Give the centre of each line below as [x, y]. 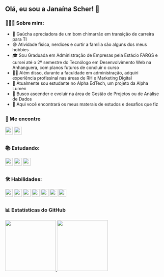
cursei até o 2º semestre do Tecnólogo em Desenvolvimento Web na [82, 62]
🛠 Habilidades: [24, 179]
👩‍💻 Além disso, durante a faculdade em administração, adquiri [75, 72]
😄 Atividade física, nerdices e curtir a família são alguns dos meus [80, 44]
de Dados [22, 99]
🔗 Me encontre [23, 119]
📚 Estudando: [23, 148]
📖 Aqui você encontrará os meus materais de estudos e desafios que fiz [85, 104]
